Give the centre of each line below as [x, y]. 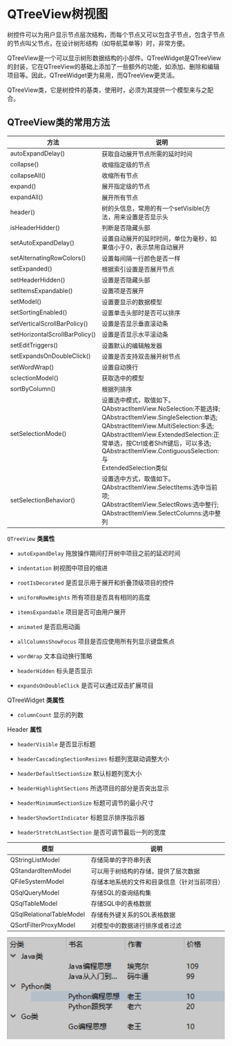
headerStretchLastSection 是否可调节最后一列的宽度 [91, 832]
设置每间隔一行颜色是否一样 [141, 258]
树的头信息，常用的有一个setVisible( [153, 208]
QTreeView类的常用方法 [59, 123]
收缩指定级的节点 [126, 164]
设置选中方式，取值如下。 [138, 478]
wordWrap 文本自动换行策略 [55, 656]
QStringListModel [35, 859]
